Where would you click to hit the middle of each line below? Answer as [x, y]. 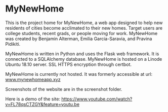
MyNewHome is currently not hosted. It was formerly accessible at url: [79, 74]
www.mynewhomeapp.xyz [33, 79]
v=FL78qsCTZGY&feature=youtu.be [43, 104]
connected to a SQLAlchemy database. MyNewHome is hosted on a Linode [84, 59]
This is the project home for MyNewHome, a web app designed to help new [84, 23]
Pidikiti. [13, 44]
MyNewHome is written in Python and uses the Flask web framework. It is [82, 54]
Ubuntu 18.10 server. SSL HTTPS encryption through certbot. [69, 64]
